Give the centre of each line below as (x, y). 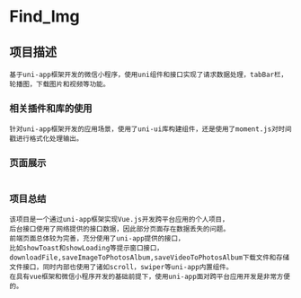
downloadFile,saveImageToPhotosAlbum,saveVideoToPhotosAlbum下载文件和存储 (150, 258)
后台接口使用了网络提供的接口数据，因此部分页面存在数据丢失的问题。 (120, 229)
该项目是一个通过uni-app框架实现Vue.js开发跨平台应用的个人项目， (119, 219)
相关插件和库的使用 (51, 108)
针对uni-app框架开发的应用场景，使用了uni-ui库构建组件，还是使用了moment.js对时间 (150, 129)
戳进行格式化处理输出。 (46, 139)
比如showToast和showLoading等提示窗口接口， (86, 248)
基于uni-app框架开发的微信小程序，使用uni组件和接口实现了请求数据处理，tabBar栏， (149, 74)
